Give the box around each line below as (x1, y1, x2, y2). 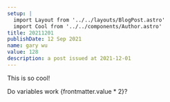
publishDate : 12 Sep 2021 (7, 36, 82, 43)
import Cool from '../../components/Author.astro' (13, 23, 162, 30)
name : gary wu (7, 42, 48, 49)
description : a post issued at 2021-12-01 (7, 55, 131, 62)
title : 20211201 (7, 29, 54, 37)
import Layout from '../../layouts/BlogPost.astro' (13, 17, 166, 23)
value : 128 (7, 49, 39, 56)
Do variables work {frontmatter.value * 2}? (7, 87, 128, 95)
